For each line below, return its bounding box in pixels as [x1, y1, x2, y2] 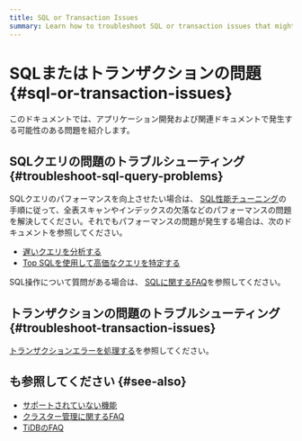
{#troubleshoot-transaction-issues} [9, 320, 217, 336]
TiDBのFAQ [22, 422, 65, 433]
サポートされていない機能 [22, 400, 118, 410]
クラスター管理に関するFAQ [22, 410, 125, 421]
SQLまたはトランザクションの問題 [9, 63, 262, 84]
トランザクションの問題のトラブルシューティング [9, 305, 280, 320]
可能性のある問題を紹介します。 [16, 125, 135, 136]
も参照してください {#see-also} [9, 374, 187, 390]
